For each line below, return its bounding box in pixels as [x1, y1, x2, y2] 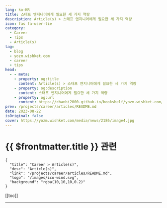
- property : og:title [14, 76, 59, 81]
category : [5, 26, 26, 31]
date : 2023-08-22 [5, 109, 41, 114]
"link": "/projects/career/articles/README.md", [9, 171, 112, 176]
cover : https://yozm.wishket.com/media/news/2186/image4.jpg [5, 118, 135, 123]
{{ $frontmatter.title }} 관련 [5, 141, 117, 152]
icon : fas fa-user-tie [5, 21, 52, 26]
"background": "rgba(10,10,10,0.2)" [9, 179, 85, 184]
